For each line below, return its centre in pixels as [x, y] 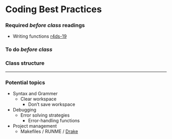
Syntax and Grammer [35, 93]
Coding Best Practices [54, 9]
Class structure [25, 63]
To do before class [29, 49]
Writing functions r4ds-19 [40, 36]
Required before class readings [45, 25]
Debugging [25, 110]
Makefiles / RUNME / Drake [49, 131]
